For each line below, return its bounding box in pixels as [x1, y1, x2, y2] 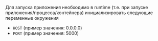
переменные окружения [5, 15, 59, 21]
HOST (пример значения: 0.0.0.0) [12, 25, 82, 31]
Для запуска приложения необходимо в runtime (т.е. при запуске [5, 5, 148, 10]
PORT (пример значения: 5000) [12, 30, 79, 36]
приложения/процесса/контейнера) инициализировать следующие [5, 10, 153, 16]
